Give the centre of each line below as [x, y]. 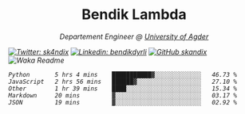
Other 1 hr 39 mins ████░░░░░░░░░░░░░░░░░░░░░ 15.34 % [123, 89]
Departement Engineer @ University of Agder [134, 36]
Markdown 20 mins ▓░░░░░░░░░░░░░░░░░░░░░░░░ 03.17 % [123, 95]
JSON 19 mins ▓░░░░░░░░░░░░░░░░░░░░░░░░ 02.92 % [123, 102]
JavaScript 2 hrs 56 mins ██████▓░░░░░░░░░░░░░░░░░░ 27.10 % [123, 82]
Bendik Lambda [134, 15]
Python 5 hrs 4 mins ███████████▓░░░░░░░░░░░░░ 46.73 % [123, 74]
